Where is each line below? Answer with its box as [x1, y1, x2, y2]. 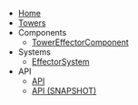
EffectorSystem [31, 57, 90, 67]
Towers [17, 17, 46, 28]
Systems [17, 47, 52, 58]
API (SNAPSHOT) [31, 86, 97, 96]
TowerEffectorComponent [31, 37, 129, 47]
